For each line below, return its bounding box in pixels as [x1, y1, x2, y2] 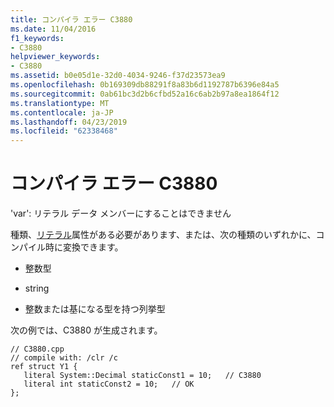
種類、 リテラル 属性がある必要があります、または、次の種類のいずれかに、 [10, 229, 317, 241]
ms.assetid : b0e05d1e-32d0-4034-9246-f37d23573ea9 [10, 71, 226, 81]
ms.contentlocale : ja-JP [10, 107, 114, 118]
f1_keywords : [10, 33, 65, 43]
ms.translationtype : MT [10, 98, 110, 108]
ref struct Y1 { [10, 362, 78, 372]
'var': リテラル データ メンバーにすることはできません [10, 207, 232, 220]
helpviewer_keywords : [10, 52, 101, 62]
